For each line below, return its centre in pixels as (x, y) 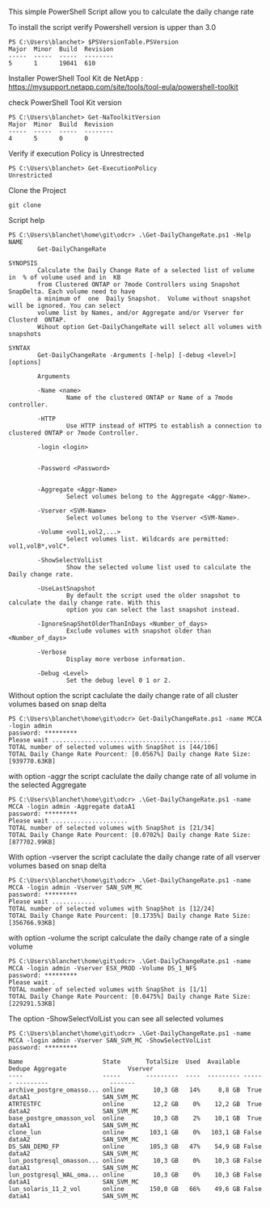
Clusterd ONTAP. (38, 320)
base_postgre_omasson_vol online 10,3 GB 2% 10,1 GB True (135, 1118)
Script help (27, 220)
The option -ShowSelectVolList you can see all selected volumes (116, 1019)
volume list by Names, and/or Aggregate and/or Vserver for (141, 313)
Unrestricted (30, 175)
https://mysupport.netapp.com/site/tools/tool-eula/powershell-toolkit (123, 87)
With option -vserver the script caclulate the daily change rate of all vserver (135, 857)
